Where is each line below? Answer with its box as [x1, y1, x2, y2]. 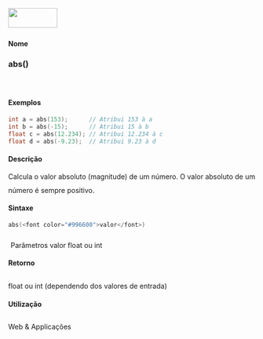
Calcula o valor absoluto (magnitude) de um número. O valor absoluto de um [8, 172, 256, 181]
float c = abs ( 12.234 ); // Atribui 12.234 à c [8, 129, 163, 138]
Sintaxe [8, 203, 34, 213]
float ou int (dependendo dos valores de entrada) [8, 282, 167, 291]
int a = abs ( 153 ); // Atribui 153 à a [8, 115, 153, 124]
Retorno [8, 258, 35, 268]
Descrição [8, 155, 43, 164]
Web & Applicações [8, 322, 72, 332]
